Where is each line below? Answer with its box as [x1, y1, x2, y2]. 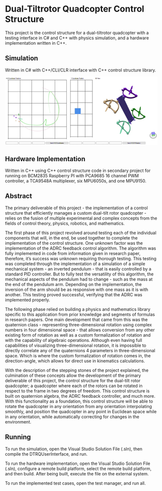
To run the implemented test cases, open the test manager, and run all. [5, 480, 146, 486]
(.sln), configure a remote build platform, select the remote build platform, [5, 465, 151, 472]
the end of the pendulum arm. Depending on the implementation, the [5, 281, 142, 287]
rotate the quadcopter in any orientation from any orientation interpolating [5, 403, 152, 409]
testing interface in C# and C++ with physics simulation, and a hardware [5, 35, 149, 41]
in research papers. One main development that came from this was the [5, 317, 148, 322]
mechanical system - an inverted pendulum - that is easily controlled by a [5, 266, 151, 271]
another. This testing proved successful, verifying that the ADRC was [5, 291, 143, 297]
